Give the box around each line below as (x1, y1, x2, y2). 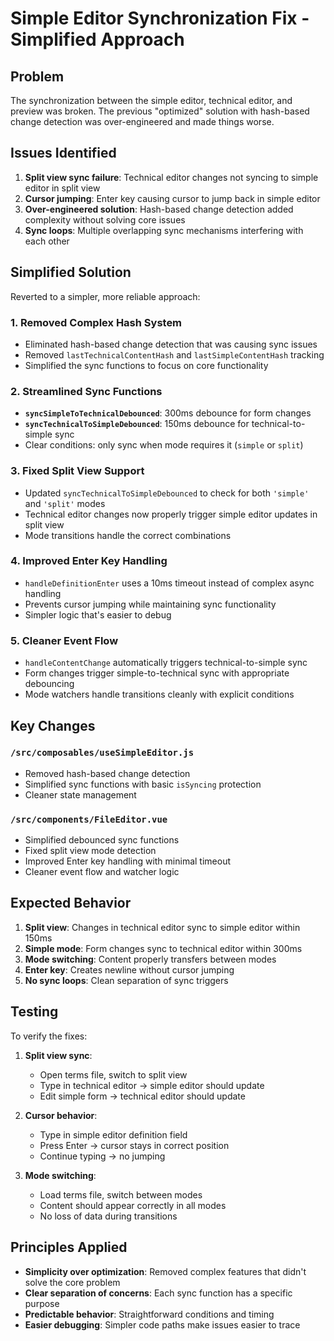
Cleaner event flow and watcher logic (24, 866, 180, 878)
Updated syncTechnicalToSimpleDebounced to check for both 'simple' (24, 487, 310, 499)
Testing (10, 1003, 59, 1021)
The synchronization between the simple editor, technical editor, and (10, 95, 293, 106)
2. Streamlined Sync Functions (10, 384, 163, 398)
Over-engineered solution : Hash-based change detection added (24, 203, 294, 215)
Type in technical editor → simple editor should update (39, 1079, 265, 1091)
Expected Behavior (10, 895, 132, 912)
